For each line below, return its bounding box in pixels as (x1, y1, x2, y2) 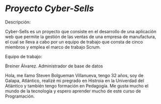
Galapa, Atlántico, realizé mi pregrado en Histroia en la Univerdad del (5, 78, 144, 83)
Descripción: (5, 19, 31, 25)
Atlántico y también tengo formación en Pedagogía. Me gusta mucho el (5, 83, 149, 88)
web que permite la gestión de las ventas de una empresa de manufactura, (5, 34, 156, 40)
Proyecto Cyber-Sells (5, 3, 94, 14)
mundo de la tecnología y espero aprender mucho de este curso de (5, 88, 141, 94)
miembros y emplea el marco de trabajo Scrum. (5, 44, 101, 50)
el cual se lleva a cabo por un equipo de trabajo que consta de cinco (5, 39, 143, 44)
